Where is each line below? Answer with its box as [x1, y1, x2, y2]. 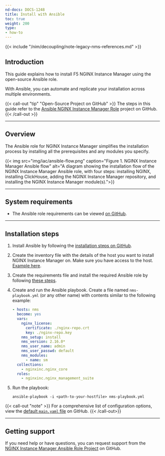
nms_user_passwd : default [21, 349, 75, 353]
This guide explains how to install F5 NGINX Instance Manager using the [5, 71, 151, 77]
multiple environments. [5, 91, 52, 97]
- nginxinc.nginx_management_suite [21, 376, 94, 381]
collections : [17, 362, 44, 367]
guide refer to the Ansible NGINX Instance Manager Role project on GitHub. [5, 105, 158, 111]
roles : [17, 371, 30, 376]
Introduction [5, 58, 44, 67]
